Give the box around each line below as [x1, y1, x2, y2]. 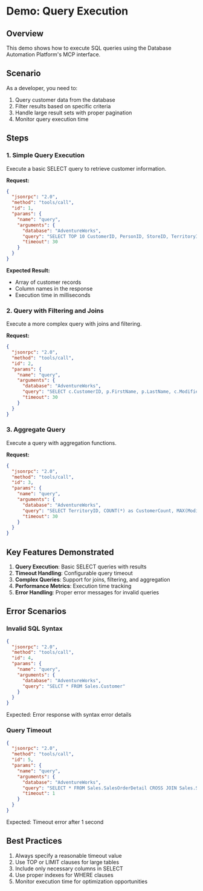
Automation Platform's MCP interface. [6, 51, 101, 58]
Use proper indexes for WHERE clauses [14, 871, 114, 878]
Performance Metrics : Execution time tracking [14, 582, 132, 590]
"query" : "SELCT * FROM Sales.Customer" [22, 683, 126, 689]
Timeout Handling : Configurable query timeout [14, 570, 133, 577]
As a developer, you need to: [6, 84, 78, 91]
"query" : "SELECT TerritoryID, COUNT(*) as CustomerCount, [22, 507, 174, 514]
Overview [6, 28, 44, 39]
